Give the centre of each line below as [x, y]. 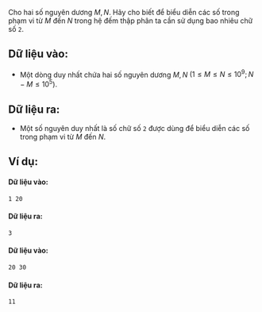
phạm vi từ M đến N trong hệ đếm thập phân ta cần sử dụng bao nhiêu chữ [131, 21]
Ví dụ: [23, 162]
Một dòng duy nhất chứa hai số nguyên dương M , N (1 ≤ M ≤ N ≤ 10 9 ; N [137, 74]
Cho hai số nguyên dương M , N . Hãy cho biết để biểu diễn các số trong [124, 12]
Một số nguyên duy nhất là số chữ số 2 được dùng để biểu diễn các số [135, 128]
